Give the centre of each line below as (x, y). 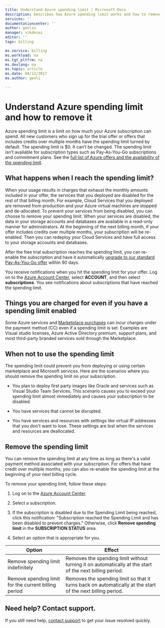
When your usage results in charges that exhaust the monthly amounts (77, 190)
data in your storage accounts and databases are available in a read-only (79, 221)
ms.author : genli (23, 78)
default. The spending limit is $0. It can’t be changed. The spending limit (78, 147)
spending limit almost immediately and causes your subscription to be (83, 396)
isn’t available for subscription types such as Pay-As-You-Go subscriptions (81, 152)
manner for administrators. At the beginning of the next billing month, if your (82, 226)
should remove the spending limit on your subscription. (61, 376)
